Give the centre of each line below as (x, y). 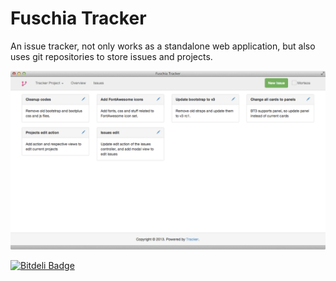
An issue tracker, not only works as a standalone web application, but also (163, 46)
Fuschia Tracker (78, 18)
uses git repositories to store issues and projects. (111, 56)
